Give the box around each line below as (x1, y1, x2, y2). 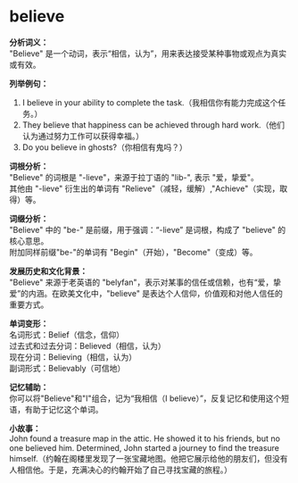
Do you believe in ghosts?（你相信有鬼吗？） (21, 141, 187, 153)
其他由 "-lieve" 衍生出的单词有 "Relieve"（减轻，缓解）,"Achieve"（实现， (9, 183, 280, 194)
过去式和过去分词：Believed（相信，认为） (9, 340, 167, 351)
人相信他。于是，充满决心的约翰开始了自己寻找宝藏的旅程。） (9, 464, 232, 475)
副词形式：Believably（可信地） (9, 362, 126, 373)
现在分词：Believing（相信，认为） (9, 351, 137, 362)
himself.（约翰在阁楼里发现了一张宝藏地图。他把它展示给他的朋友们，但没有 (9, 453, 288, 463)
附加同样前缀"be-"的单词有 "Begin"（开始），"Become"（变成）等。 (9, 246, 258, 257)
